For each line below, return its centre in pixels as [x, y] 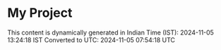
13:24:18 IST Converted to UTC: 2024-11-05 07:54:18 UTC [91, 39]
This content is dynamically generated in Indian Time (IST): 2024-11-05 [110, 32]
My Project [40, 13]
